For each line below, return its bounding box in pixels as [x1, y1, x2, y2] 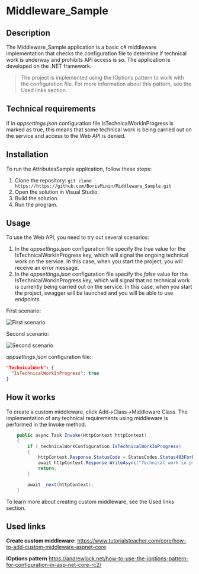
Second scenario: [6, 330, 49, 338]
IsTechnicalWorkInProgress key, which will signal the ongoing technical [14, 251, 188, 259]
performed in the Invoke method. [6, 421, 86, 428]
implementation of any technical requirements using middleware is [6, 414, 168, 421]
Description [6, 28, 50, 38]
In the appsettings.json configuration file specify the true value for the [14, 245, 186, 253]
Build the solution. [14, 194, 59, 201]
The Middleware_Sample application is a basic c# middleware [6, 43, 157, 51]
